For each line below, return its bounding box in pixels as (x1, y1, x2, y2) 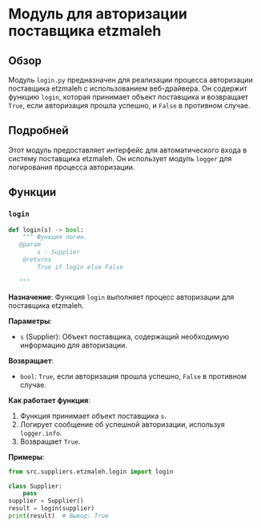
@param (18, 241, 42, 249)
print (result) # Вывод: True (8, 512, 110, 520)
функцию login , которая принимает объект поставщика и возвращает (8, 92, 249, 101)
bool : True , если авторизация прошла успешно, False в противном (19, 371, 247, 381)
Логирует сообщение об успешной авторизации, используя (19, 419, 226, 429)
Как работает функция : (8, 395, 90, 405)
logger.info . (19, 428, 62, 437)
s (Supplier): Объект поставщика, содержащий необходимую (19, 331, 230, 341)
